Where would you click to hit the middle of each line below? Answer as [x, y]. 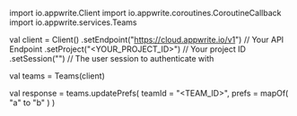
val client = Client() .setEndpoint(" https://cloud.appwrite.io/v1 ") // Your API [147, 40]
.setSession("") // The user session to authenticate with [112, 58]
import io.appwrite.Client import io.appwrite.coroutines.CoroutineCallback [145, 13]
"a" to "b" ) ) [32, 103]
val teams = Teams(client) [57, 76]
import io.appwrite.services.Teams [73, 22]
